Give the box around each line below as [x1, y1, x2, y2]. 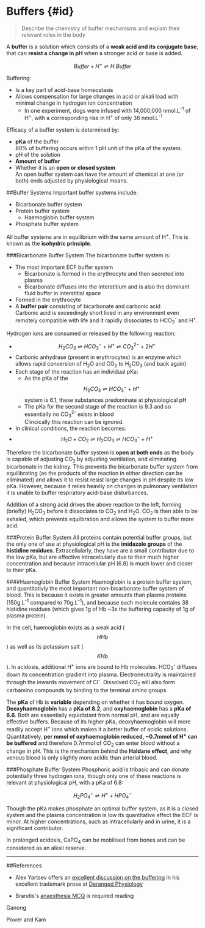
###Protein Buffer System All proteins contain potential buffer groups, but [6, 534, 192, 541]
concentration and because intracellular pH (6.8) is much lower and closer [6, 560, 193, 567]
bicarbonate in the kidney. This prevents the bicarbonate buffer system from [6, 463, 198, 470]
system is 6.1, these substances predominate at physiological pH [24, 396, 187, 404]
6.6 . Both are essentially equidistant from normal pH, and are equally [6, 711, 179, 719]
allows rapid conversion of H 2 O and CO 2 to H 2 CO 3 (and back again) [15, 360, 187, 369]
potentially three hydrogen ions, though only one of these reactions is [6, 772, 181, 779]
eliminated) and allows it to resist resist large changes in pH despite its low [6, 476, 194, 483]
